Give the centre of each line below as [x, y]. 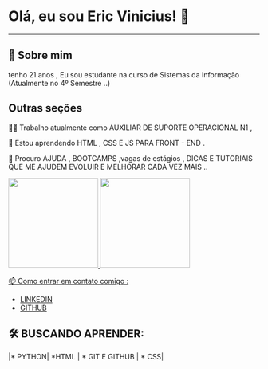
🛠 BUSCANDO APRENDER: [77, 334]
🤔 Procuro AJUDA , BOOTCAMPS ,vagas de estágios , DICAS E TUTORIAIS [130, 158]
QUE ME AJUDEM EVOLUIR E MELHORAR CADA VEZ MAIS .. [108, 167]
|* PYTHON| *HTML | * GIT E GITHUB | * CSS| [86, 357]
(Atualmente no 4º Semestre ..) [59, 83]
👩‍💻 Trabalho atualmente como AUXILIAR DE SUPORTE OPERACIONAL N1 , [130, 128]
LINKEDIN [36, 299]
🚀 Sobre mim [41, 55]
